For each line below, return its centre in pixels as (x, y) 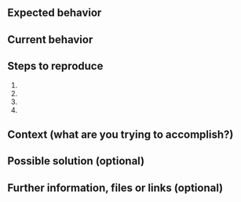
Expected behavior (55, 13)
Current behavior (50, 40)
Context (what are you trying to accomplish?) (120, 134)
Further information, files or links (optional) (115, 188)
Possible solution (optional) (76, 161)
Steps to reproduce (55, 66)
